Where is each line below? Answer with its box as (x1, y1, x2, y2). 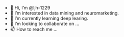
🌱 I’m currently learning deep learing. (10, 15, 88, 21)
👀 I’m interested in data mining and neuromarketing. (10, 10, 119, 16)
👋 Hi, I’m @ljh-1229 (10, 5, 51, 10)
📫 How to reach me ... (10, 26, 58, 32)
